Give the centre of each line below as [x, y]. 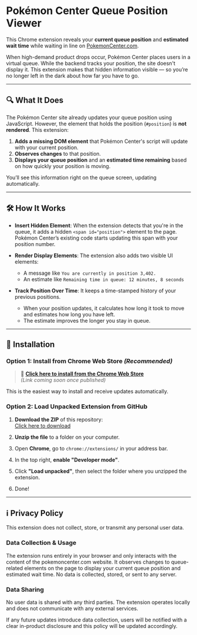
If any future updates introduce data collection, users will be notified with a [96, 620]
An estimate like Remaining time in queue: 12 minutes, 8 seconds [104, 279]
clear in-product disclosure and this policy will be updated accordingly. [92, 626]
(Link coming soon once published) [63, 380]
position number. [35, 244]
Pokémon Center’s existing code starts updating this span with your [96, 238]
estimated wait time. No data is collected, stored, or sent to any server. [91, 574]
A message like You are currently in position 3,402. [90, 273]
